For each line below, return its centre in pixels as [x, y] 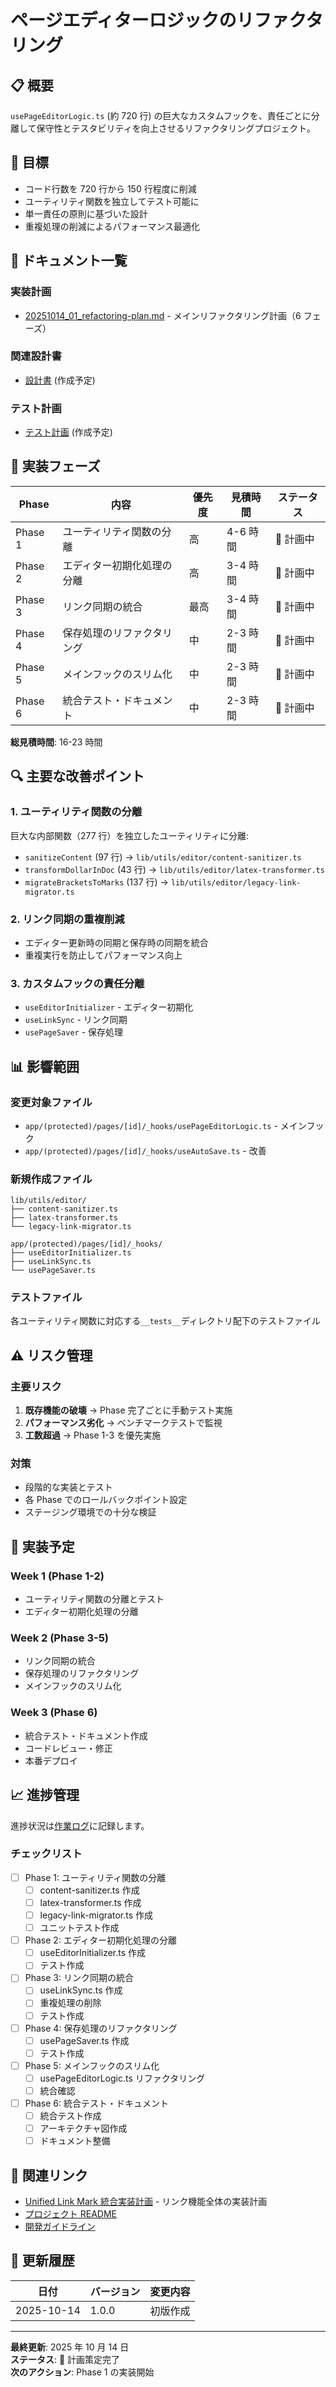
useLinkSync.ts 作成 [81, 1990]
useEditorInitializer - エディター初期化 [109, 1007]
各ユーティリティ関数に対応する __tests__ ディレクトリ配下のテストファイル [165, 1321]
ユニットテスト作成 [79, 1928]
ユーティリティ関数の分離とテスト [94, 1599]
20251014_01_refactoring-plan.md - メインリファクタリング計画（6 [163, 315]
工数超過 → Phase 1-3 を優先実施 [93, 1435]
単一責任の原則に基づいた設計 [86, 213]
